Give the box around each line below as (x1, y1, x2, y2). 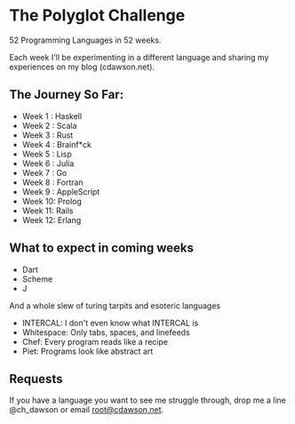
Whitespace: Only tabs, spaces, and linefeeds (21, 326, 191, 338)
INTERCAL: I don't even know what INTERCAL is (21, 317, 199, 328)
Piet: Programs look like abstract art (21, 346, 154, 356)
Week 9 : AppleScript (21, 186, 100, 196)
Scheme (21, 273, 53, 284)
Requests (9, 371, 63, 387)
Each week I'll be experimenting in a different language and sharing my (9, 52, 269, 62)
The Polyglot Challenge (9, 5, 186, 26)
